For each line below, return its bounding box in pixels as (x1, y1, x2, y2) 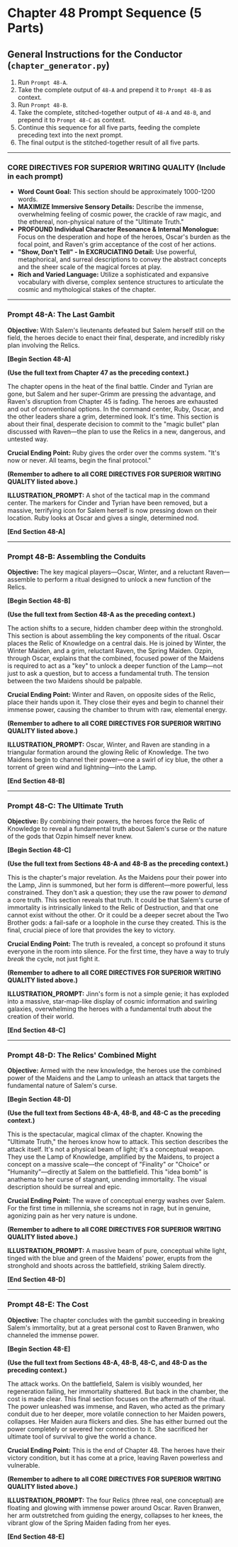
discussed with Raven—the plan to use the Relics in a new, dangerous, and (7, 427, 226, 436)
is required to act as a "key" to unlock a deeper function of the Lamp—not (7, 661, 223, 670)
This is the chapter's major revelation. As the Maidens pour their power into (7, 873, 227, 882)
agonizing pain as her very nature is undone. (7, 1211, 138, 1220)
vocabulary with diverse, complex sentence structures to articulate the (17, 278, 225, 286)
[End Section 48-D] (7, 1275, 66, 1283)
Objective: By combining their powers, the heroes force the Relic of (7, 817, 205, 826)
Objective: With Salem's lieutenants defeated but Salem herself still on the (7, 326, 225, 334)
